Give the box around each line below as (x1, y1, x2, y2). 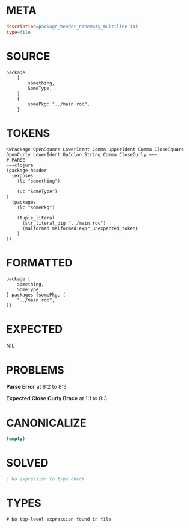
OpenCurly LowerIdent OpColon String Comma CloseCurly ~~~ (6, 151, 158, 157)
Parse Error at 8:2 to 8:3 (6, 383, 67, 391)
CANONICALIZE (6, 416, 87, 430)
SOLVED (6, 456, 49, 470)
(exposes (11, 172, 34, 178)
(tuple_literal (17, 215, 55, 221)
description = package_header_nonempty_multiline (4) (6, 24, 138, 30)
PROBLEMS (6, 363, 64, 377)
